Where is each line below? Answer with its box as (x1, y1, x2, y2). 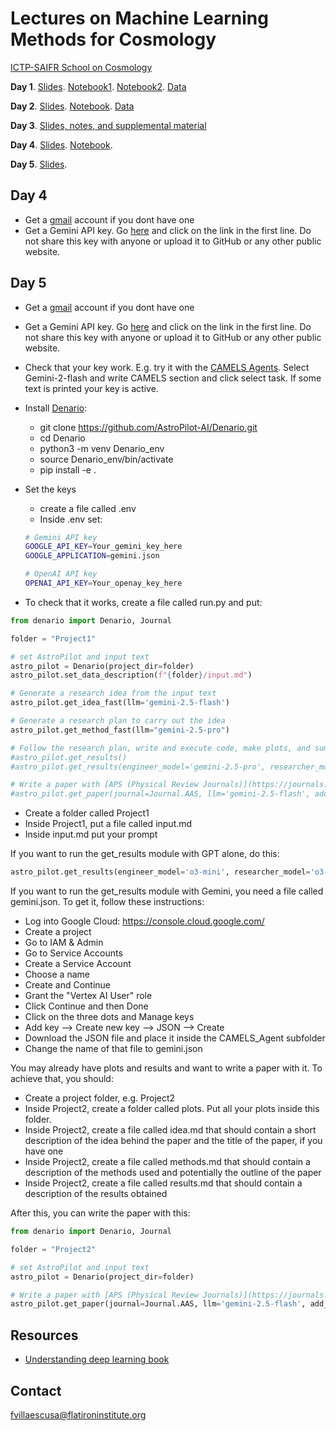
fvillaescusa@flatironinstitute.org (10, 1408, 147, 1421)
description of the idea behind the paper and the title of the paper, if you (24, 1135, 323, 1147)
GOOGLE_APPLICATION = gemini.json (24, 551, 160, 561)
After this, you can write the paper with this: (10, 1207, 191, 1219)
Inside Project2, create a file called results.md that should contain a (24, 1177, 303, 1189)
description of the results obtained (24, 1188, 168, 1200)
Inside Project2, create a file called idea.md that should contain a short (24, 1124, 317, 1136)
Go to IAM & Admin (24, 937, 104, 949)
